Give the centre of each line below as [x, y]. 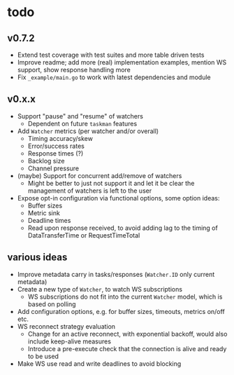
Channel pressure [53, 168]
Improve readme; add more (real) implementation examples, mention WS [122, 62]
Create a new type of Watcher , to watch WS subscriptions [100, 289]
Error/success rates [56, 146]
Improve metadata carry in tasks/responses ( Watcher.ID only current [116, 274]
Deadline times [49, 220]
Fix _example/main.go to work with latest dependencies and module [114, 77]
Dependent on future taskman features [82, 123]
